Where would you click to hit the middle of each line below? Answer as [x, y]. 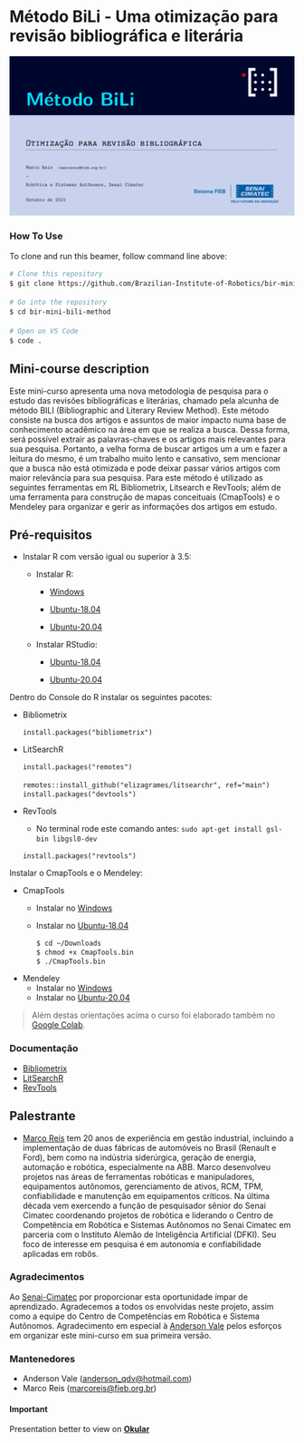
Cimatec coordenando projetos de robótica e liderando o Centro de [148, 1215]
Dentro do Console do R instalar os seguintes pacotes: [111, 697]
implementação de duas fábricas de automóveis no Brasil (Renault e [149, 1147]
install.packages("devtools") [80, 795]
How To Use [36, 236]
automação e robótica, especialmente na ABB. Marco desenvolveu [147, 1166]
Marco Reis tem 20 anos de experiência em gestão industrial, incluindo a [158, 1138]
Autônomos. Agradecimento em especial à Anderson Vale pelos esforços [146, 1325]
